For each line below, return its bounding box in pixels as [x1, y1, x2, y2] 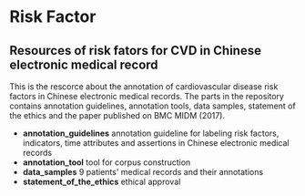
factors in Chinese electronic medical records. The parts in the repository [9, 91, 285, 101]
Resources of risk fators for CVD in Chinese [9, 43, 262, 58]
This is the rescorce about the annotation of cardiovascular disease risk [9, 81, 279, 92]
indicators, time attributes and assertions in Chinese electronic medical [22, 138, 290, 148]
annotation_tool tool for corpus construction [22, 157, 191, 168]
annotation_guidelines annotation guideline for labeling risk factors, [22, 128, 280, 139]
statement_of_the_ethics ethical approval [22, 176, 181, 187]
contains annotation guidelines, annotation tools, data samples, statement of [9, 100, 296, 111]
